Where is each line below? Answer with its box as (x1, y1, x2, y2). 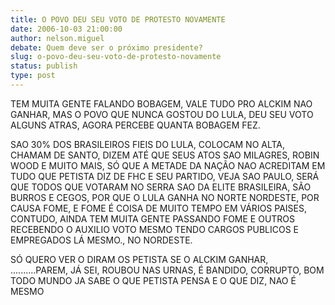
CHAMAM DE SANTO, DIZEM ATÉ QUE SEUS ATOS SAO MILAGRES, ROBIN (10, 149, 320, 161)
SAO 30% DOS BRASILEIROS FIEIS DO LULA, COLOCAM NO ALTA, (10, 138, 286, 150)
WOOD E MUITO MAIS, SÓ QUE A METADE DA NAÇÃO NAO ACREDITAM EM (10, 159, 326, 171)
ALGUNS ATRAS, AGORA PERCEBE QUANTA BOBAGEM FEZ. (10, 119, 261, 131)
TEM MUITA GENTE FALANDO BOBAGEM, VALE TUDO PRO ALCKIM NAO (10, 97, 313, 110)
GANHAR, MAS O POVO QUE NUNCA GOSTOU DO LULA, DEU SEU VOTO (10, 108, 314, 120)
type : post (10, 71, 56, 81)
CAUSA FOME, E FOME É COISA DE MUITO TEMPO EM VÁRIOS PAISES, (10, 202, 308, 214)
